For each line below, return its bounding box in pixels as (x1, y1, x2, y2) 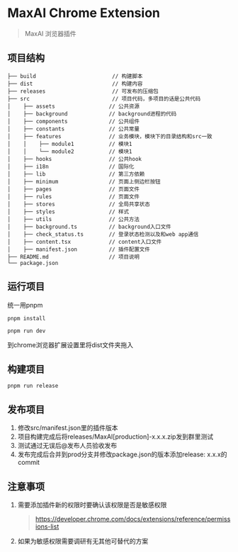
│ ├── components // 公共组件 (7, 118, 140, 125)
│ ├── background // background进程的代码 (7, 110, 177, 118)
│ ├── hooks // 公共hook (7, 155, 142, 162)
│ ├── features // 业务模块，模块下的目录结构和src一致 (7, 133, 212, 140)
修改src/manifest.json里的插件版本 (17, 424, 118, 432)
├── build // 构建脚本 (7, 72, 143, 79)
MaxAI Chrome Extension (7, 5, 161, 21)
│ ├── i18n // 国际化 (7, 163, 135, 170)
